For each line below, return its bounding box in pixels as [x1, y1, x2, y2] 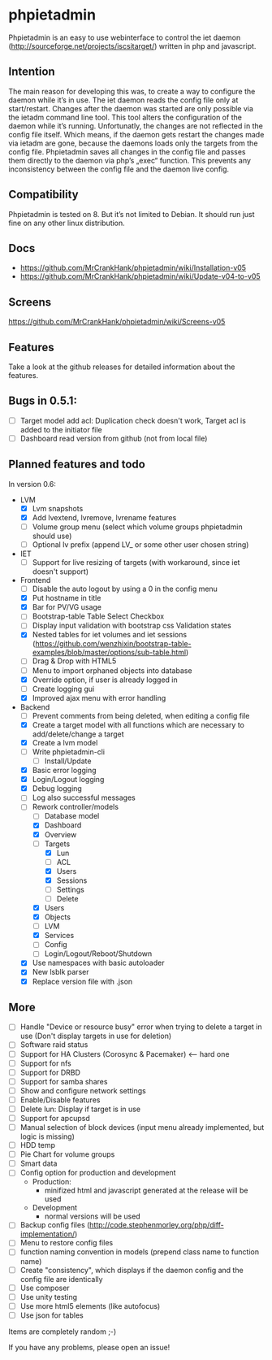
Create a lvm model [32, 737, 98, 747]
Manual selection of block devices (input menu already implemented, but [19, 1123, 265, 1132]
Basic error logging [32, 766, 97, 776]
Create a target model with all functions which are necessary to [32, 719, 245, 729]
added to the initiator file [19, 424, 103, 434]
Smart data [19, 1158, 58, 1168]
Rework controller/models [32, 802, 119, 812]
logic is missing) [19, 1132, 75, 1141]
